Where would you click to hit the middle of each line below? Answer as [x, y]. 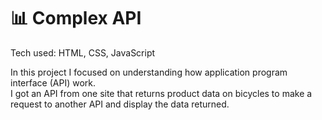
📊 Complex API [76, 18]
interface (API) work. [53, 82]
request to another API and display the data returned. [120, 104]
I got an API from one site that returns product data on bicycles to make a [161, 93]
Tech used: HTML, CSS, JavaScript [83, 52]
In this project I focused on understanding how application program [149, 72]
